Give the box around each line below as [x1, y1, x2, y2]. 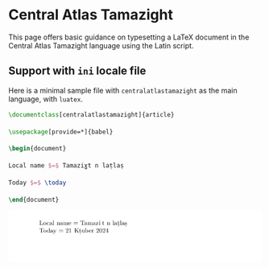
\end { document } [8, 196, 60, 204]
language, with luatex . [8, 94, 83, 104]
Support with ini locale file [8, 64, 147, 78]
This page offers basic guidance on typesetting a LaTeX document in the [8, 32, 250, 42]
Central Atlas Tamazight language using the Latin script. [8, 40, 194, 50]
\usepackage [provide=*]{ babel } [8, 127, 114, 136]
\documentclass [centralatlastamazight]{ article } [8, 110, 175, 118]
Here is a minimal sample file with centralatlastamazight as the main [8, 85, 238, 95]
